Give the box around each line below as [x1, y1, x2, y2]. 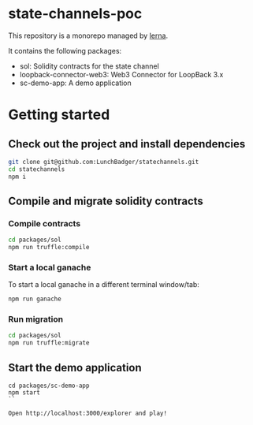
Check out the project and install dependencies [8, 137, 246, 151]
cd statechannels [8, 165, 65, 173]
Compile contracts [8, 218, 81, 229]
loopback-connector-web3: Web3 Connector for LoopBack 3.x [19, 69, 224, 79]
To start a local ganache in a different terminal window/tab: [8, 280, 199, 289]
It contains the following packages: [8, 46, 122, 55]
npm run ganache [8, 295, 61, 304]
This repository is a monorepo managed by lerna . [8, 31, 168, 40]
